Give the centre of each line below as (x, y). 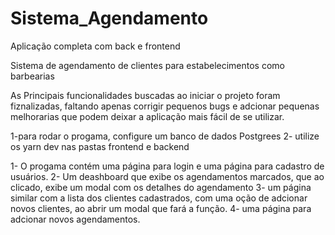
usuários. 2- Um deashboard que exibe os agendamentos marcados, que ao (167, 176)
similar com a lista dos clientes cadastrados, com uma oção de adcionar (159, 198)
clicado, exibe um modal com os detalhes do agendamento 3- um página (161, 187)
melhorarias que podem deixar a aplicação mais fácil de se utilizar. (147, 116)
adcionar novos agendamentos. (75, 219)
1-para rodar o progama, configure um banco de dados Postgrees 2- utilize (165, 136)
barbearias (32, 76)
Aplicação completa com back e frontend (95, 46)
